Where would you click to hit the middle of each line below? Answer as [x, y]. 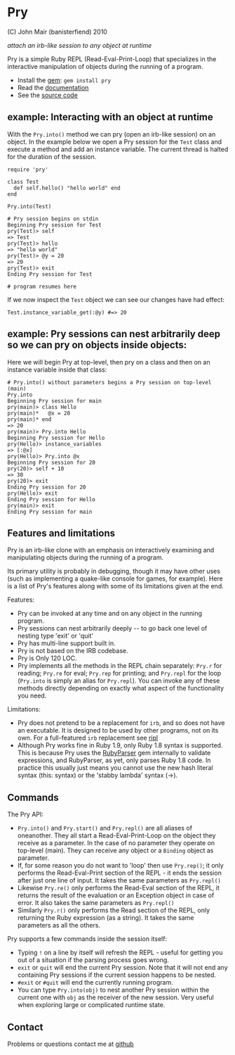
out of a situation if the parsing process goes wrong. [93, 960]
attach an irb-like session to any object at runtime [80, 45]
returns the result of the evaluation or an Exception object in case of [116, 895]
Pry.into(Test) [29, 206]
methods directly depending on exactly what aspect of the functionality [121, 688]
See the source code [48, 95]
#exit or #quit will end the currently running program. [95, 983]
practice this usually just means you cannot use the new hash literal [115, 768]
